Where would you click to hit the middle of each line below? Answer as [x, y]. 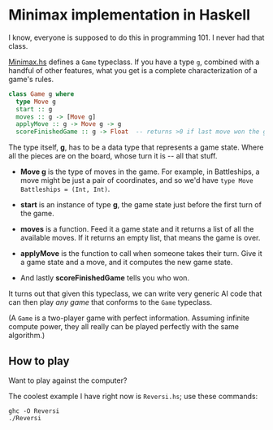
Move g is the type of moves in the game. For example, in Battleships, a [140, 172]
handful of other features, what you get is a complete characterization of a [133, 70]
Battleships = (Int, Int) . [65, 189]
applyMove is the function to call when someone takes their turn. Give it [141, 254]
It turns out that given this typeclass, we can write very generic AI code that [135, 293]
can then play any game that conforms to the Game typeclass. [110, 302]
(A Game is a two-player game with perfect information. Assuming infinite [129, 318]
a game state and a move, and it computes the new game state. [126, 263]
